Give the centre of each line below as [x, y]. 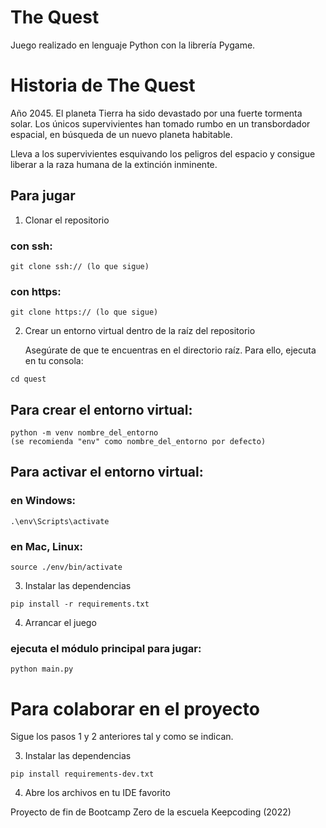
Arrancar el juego [60, 623]
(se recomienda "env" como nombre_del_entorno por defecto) [138, 442]
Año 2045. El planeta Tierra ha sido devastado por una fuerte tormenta [156, 113]
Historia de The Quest [103, 85]
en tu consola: [54, 361]
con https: [36, 291]
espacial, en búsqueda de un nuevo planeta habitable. [121, 134]
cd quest [28, 379]
